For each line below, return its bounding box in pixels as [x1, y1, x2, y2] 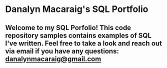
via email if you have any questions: [5, 46, 119, 55]
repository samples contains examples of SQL [5, 31, 151, 39]
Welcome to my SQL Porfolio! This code [5, 23, 131, 32]
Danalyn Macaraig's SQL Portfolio [5, 3, 148, 15]
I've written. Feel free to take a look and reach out [5, 39, 162, 47]
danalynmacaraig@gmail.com [5, 54, 101, 63]
